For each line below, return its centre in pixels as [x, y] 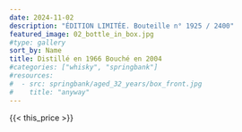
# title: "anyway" [50, 92]
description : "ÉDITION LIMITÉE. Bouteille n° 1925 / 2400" [122, 26]
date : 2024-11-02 [42, 17]
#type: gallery [38, 42]
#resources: [31, 76]
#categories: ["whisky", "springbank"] [84, 68]
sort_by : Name [36, 51]
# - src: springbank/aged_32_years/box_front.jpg [106, 84]
